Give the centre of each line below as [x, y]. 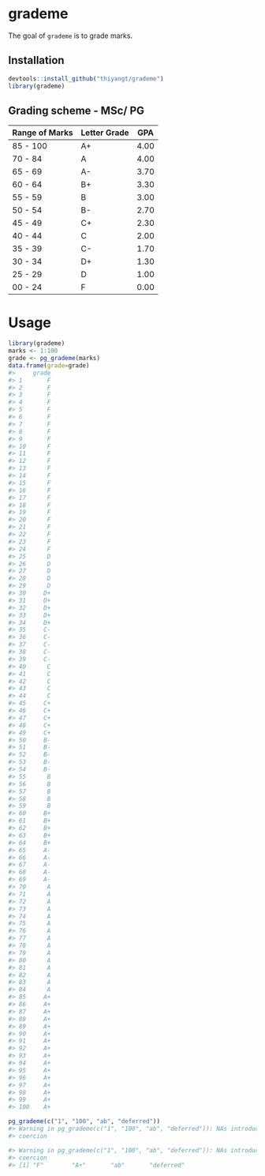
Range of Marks [43, 133]
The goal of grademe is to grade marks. [70, 36]
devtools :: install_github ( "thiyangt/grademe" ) [86, 79]
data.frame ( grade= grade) [49, 365]
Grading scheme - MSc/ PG [76, 110]
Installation [36, 60]
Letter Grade [105, 133]
